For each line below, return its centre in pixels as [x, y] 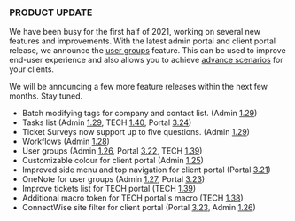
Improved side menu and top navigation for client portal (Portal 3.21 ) [147, 170]
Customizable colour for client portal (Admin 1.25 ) [113, 161]
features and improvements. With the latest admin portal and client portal [143, 41]
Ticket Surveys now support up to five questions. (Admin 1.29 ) [136, 132]
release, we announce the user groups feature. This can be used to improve [147, 51]
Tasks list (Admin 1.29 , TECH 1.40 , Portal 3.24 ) [107, 122]
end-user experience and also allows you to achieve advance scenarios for [146, 60]
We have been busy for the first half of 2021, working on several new [135, 32]
